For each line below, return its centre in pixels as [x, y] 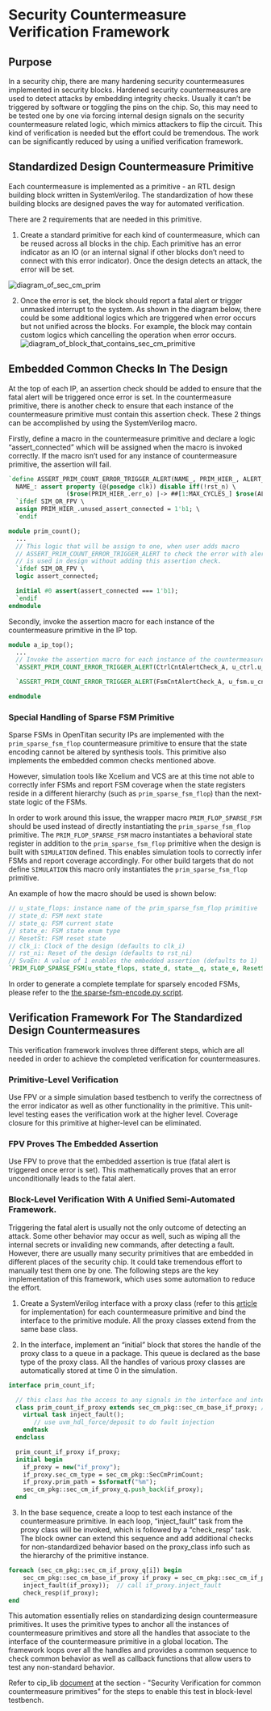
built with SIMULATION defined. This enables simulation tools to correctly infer [135, 852]
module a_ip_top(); [41, 644]
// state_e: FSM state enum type [65, 931]
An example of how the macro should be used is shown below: [113, 894]
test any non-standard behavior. [62, 1667]
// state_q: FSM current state [61, 923]
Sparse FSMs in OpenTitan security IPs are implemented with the [116, 735]
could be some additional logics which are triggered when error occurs [138, 318]
